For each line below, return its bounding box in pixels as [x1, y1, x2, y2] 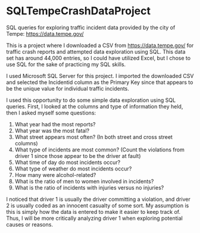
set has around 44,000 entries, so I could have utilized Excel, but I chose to [6, 54, 191, 61]
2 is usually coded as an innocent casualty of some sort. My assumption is [6, 201, 189, 209]
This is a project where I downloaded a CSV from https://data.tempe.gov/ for [6, 42, 194, 49]
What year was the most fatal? [14, 127, 90, 134]
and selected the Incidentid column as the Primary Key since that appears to [6, 79, 193, 86]
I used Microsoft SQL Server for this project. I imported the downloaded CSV [6, 72, 194, 79]
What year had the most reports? [14, 120, 96, 128]
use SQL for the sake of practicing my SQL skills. [6, 61, 126, 68]
